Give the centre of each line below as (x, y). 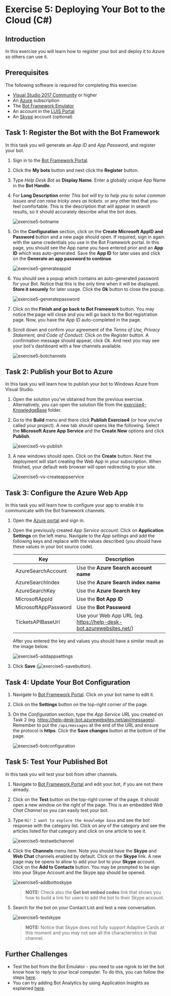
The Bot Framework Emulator (43, 106)
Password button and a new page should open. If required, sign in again (88, 237)
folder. (55, 410)
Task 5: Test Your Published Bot (56, 762)
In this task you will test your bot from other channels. (62, 774)
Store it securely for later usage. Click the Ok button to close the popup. (89, 289)
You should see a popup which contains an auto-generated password (85, 278)
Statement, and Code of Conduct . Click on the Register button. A (81, 335)
